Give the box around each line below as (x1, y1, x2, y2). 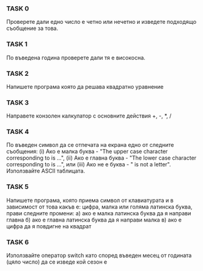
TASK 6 (6, 237, 29, 246)
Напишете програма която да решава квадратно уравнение (6, 83, 164, 90)
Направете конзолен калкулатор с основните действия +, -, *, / (6, 112, 172, 120)
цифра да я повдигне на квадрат (6, 222, 92, 230)
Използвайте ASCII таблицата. (6, 167, 86, 175)
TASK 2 (6, 69, 29, 78)
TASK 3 (6, 98, 29, 106)
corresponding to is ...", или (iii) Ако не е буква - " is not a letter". (6, 161, 171, 168)
